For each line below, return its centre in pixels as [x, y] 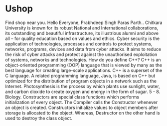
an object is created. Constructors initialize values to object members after [82, 107]
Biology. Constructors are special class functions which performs [72, 97]
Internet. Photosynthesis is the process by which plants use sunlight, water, [83, 86]
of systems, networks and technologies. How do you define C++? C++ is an [83, 59]
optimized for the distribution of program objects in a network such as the [81, 81]
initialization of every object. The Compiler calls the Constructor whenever [82, 102]
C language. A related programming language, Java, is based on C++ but [80, 75]
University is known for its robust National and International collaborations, [82, 27]
